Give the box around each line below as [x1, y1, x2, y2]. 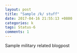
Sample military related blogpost [5, 43, 70, 48]
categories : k [5, 20, 34, 26]
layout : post [5, 7, 31, 12]
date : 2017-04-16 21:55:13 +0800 [5, 16, 73, 21]
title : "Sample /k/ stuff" [5, 12, 60, 16]
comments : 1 [5, 29, 29, 34]
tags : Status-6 [5, 25, 36, 30]
